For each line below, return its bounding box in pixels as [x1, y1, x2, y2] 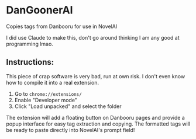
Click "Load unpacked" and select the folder [14, 103, 122, 110]
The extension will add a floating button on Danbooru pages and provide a [6, 114, 185, 121]
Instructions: [6, 57, 54, 67]
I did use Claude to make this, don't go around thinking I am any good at [6, 34, 180, 41]
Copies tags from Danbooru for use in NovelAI [6, 23, 118, 30]
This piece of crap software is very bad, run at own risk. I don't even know [6, 72, 185, 79]
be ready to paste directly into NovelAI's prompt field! [6, 126, 135, 133]
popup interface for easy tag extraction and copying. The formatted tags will [6, 120, 191, 127]
